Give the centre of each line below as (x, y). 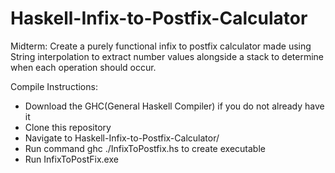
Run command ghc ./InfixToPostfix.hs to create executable (145, 148)
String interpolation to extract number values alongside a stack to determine (167, 56)
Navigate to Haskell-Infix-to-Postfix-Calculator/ (122, 138)
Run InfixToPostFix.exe (71, 159)
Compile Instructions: (54, 86)
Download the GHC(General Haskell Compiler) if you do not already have (174, 106)
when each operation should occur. (83, 67)
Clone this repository (68, 127)
